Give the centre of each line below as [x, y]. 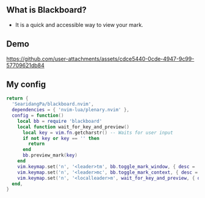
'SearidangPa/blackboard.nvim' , [53, 104]
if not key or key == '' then [61, 138]
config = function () [38, 116]
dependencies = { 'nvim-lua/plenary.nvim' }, [71, 110]
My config [26, 85]
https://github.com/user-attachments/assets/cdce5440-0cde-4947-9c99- [100, 59]
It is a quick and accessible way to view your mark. [79, 24]
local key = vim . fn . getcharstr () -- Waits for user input [98, 133]
